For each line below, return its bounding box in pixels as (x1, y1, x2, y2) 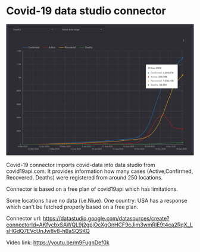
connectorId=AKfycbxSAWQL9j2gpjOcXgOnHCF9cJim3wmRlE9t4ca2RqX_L (6, 221, 193, 228)
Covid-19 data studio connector (6, 4, 167, 18)
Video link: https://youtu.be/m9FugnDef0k (6, 239, 110, 246)
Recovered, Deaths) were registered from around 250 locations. (6, 174, 163, 181)
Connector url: (6, 215, 42, 222)
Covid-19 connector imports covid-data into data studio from (6, 161, 155, 168)
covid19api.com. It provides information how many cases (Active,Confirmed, (6, 168, 193, 175)
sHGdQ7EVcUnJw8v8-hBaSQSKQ (6, 227, 90, 234)
